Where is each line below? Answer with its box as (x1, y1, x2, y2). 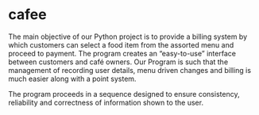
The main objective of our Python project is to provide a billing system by (8, 32, 248, 41)
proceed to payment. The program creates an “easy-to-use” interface (8, 48, 237, 58)
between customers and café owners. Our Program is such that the (8, 57, 229, 67)
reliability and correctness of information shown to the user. (8, 98, 204, 107)
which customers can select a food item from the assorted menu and (8, 40, 234, 49)
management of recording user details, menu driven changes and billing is (8, 65, 252, 75)
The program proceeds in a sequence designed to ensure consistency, (8, 89, 240, 98)
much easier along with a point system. (8, 74, 137, 83)
